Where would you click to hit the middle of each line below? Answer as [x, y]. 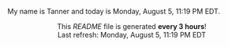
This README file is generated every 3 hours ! [132, 26]
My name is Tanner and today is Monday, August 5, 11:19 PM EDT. [114, 11]
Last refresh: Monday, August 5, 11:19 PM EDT [132, 35]
